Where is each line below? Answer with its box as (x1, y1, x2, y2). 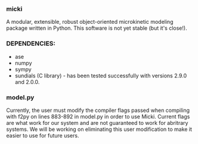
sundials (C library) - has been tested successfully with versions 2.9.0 (14, 72, 187, 79)
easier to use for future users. (6, 132, 79, 139)
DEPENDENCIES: (6, 39, 55, 48)
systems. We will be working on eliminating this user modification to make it (6, 126, 193, 133)
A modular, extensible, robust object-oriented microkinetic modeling (6, 18, 174, 26)
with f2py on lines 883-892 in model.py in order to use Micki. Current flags (6, 112, 190, 120)
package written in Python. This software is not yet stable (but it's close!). (6, 24, 187, 32)
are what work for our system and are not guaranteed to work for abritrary (6, 119, 188, 126)
